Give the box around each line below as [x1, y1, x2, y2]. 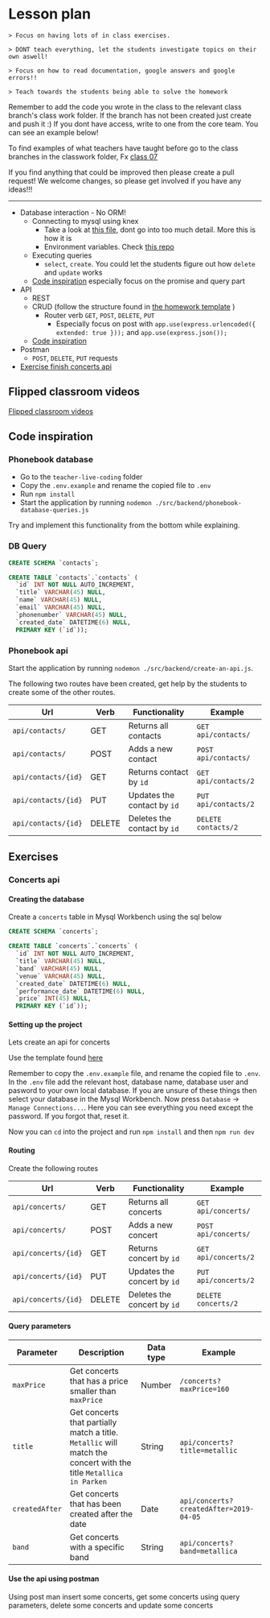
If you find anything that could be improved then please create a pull [8, 167, 235, 177]
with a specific [69, 1541, 125, 1553]
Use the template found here [8, 1053, 103, 1063]
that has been [69, 1498, 122, 1509]
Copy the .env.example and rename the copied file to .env [19, 481, 211, 490]
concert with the [69, 1457, 132, 1468]
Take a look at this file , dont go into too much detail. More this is [43, 225, 256, 234]
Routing [8, 1145, 35, 1155]
